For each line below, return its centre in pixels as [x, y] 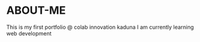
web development [29, 33]
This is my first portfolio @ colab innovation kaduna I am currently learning [100, 27]
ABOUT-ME [36, 10]
